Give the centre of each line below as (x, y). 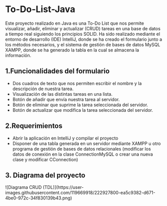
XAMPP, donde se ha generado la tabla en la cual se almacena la (72, 50)
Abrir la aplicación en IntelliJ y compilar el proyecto (65, 138)
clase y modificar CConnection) (45, 159)
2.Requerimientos (34, 126)
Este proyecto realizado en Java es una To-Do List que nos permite (75, 23)
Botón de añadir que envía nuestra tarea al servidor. (66, 99)
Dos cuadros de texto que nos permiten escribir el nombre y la (77, 83)
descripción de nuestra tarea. (43, 89)
